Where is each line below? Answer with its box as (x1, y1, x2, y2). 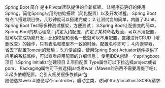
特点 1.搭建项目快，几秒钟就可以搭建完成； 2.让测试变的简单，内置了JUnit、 (5, 17, 159, 22)
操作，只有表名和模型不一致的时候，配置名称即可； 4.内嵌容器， (26, 41, 157, 46)
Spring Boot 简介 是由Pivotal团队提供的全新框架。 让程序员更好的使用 (5, 4, 146, 10)
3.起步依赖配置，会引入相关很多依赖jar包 (5, 71, 88, 77)
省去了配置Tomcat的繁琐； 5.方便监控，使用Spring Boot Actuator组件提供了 (5, 47, 159, 53)
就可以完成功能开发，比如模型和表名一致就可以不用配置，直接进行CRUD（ (5, 35, 156, 41)
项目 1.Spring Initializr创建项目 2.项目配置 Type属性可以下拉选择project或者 (5, 59, 157, 65)
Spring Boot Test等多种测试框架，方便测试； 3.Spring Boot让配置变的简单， (5, 22, 159, 28)
